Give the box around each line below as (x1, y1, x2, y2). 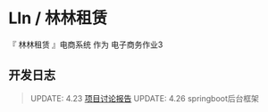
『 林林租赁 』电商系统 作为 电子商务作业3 (8, 39, 163, 50)
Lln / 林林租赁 (8, 8, 108, 28)
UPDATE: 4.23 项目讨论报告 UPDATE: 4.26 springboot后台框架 (29, 92, 260, 103)
